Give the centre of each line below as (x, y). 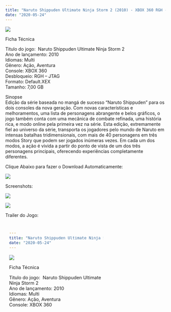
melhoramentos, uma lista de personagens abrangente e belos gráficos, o (83, 113)
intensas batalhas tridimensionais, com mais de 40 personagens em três (81, 135)
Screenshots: (19, 186)
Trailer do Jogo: (22, 215)
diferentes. (17, 157)
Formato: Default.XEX (28, 81)
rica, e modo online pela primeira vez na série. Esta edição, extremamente (83, 124)
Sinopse (14, 97)
